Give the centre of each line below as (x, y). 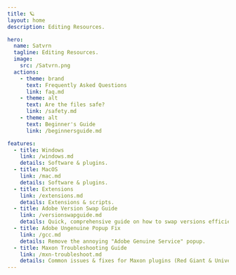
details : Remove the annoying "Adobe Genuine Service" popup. (113, 241)
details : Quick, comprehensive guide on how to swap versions (113, 222)
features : (22, 143)
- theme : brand (42, 79)
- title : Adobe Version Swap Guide (66, 209)
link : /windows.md (47, 156)
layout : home (26, 20)
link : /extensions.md (51, 196)
